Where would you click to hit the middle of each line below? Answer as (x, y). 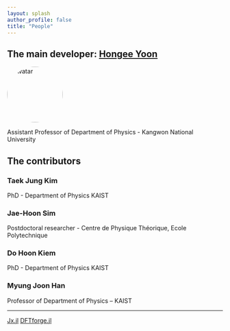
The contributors (44, 161)
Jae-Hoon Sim (31, 213)
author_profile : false (39, 20)
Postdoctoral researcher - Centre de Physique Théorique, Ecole (97, 228)
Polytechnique (27, 235)
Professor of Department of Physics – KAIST (69, 301)
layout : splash (29, 13)
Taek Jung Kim (33, 180)
